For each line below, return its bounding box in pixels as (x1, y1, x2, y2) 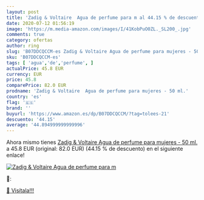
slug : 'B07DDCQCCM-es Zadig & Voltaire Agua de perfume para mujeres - (6, 49, 191, 55)
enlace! (6, 151, 25, 159)
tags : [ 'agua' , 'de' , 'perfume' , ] (6, 60, 94, 66)
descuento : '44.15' (6, 116, 56, 122)
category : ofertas (6, 37, 53, 43)
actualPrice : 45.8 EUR (6, 65, 64, 72)
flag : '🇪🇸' (6, 99, 36, 105)
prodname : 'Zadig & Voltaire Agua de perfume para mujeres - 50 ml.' (6, 88, 189, 94)
